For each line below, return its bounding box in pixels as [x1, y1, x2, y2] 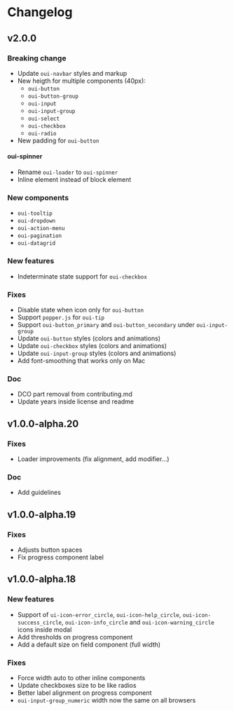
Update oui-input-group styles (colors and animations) [17, 349, 177, 357]
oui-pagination [17, 232, 62, 239]
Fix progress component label [17, 552, 104, 562]
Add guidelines [17, 489, 62, 497]
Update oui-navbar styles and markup [17, 69, 128, 77]
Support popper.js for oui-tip [17, 313, 105, 321]
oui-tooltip [17, 210, 53, 218]
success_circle [17, 619, 62, 626]
